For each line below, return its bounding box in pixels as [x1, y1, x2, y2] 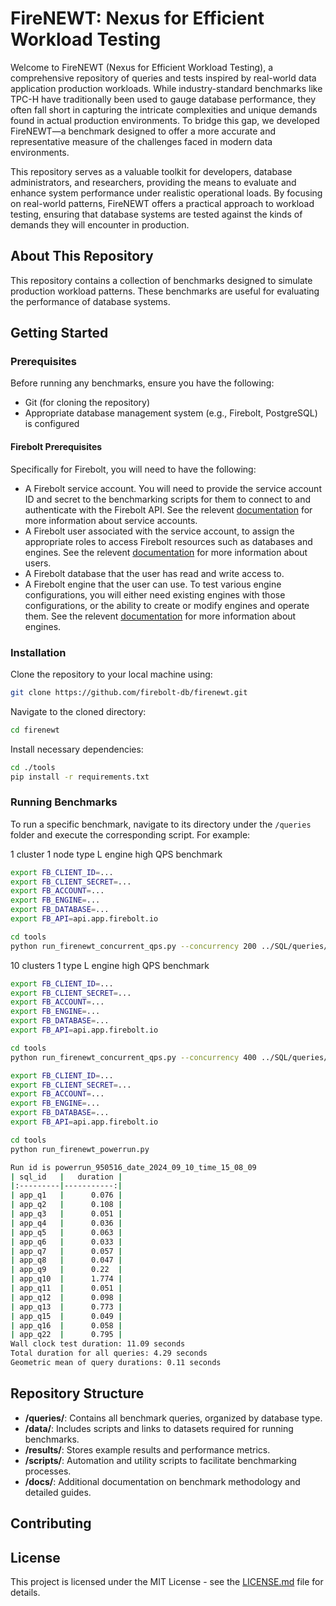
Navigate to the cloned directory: [10, 705, 147, 717]
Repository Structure [10, 1385, 145, 1402]
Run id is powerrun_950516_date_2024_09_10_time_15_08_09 [10, 1162, 257, 1172]
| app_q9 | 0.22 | [10, 1265, 123, 1275]
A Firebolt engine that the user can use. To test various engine [24, 578, 282, 590]
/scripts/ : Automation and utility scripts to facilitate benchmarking [24, 1454, 297, 1466]
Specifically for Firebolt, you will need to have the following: [10, 463, 257, 475]
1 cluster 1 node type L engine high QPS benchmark [10, 848, 223, 860]
